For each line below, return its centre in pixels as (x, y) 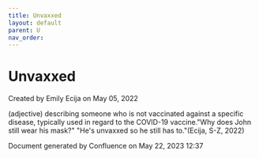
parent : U (24, 30)
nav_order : (26, 38)
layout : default (35, 23)
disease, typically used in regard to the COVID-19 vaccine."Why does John (129, 122)
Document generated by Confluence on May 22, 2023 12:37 (106, 146)
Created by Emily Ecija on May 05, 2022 (73, 99)
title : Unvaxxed (35, 15)
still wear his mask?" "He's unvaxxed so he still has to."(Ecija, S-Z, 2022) (126, 130)
